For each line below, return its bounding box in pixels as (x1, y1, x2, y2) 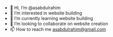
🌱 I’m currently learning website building (9, 15, 93, 21)
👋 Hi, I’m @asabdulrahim (9, 5, 61, 10)
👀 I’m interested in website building (9, 10, 82, 16)
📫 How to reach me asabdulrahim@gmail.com (9, 26, 106, 32)
